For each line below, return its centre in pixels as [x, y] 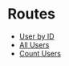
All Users [34, 44]
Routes [31, 14]
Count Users [40, 53]
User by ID [37, 36]
